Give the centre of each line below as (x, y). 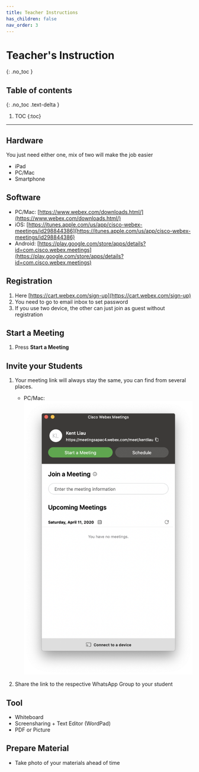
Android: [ (27, 243)
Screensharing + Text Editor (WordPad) (63, 723)
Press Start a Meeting (42, 347)
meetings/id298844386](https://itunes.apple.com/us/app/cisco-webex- (103, 231)
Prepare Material (38, 749)
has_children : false (32, 19)
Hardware (25, 141)
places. (24, 387)
